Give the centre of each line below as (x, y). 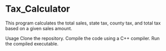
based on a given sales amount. (39, 28)
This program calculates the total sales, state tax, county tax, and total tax (83, 23)
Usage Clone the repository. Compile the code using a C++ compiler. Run (82, 38)
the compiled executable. (32, 43)
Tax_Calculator (38, 9)
